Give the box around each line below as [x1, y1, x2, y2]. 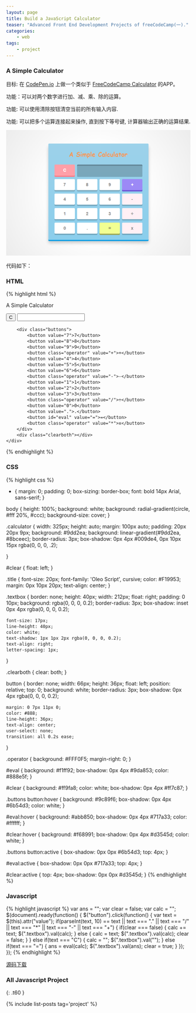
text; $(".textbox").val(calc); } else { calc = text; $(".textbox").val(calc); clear [6, 930, 189, 937]
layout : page [6, 9, 38, 15]
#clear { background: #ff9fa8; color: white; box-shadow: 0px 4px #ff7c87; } [6, 784, 188, 791]
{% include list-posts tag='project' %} [6, 1001, 98, 1008]
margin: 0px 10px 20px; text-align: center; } [6, 582, 111, 589]
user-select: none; [6, 728, 54, 734]
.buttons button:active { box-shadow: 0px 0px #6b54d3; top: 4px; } [6, 848, 169, 855]
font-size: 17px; [6, 618, 49, 623]
